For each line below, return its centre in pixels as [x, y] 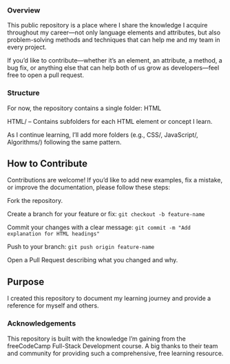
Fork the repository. [35, 201]
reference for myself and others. [53, 306]
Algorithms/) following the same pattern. [64, 142]
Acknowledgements [42, 323]
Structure [23, 93]
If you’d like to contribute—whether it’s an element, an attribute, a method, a [115, 61]
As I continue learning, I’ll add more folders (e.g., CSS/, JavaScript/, [103, 135]
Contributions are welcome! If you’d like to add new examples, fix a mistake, [115, 180]
